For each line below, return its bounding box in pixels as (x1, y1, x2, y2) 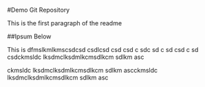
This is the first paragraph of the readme (7, 19, 122, 27)
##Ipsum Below (7, 32, 52, 40)
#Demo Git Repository (7, 6, 70, 14)
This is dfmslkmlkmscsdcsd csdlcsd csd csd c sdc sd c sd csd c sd (7, 46, 199, 53)
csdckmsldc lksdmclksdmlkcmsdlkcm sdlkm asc (7, 53, 144, 61)
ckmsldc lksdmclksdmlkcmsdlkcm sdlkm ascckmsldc (7, 66, 158, 74)
